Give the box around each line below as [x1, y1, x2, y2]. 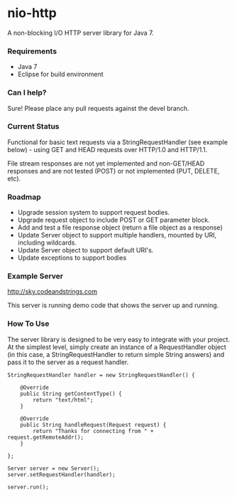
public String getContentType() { [20, 390, 122, 397]
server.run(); [7, 483, 50, 491]
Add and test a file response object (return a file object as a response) [17, 223, 223, 232]
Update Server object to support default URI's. [17, 246, 154, 255]
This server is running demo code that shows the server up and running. [7, 301, 219, 310]
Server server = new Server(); [7, 464, 100, 472]
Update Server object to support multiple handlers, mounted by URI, [17, 231, 217, 240]
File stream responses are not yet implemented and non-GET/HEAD [7, 159, 205, 168]
